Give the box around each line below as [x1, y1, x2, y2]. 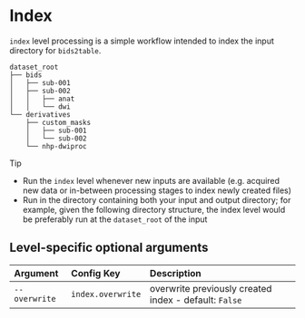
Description [149, 266, 202, 279]
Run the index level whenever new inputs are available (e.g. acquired [22, 175, 280, 186]
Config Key [71, 266, 121, 279]
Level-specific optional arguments [9, 240, 209, 255]
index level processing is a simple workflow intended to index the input [9, 35, 275, 46]
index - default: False [149, 294, 242, 306]
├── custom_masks [25, 118, 92, 127]
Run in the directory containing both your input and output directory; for [22, 194, 291, 205]
